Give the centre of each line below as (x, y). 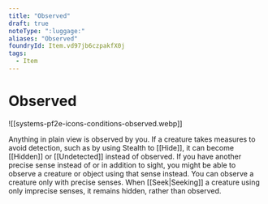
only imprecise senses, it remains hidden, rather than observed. (115, 190)
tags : (17, 53)
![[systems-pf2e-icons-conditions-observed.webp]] (95, 123)
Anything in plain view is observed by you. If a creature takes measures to (132, 139)
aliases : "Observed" (43, 38)
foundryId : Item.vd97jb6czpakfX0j (67, 46)
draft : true (28, 23)
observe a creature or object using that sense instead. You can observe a (131, 173)
